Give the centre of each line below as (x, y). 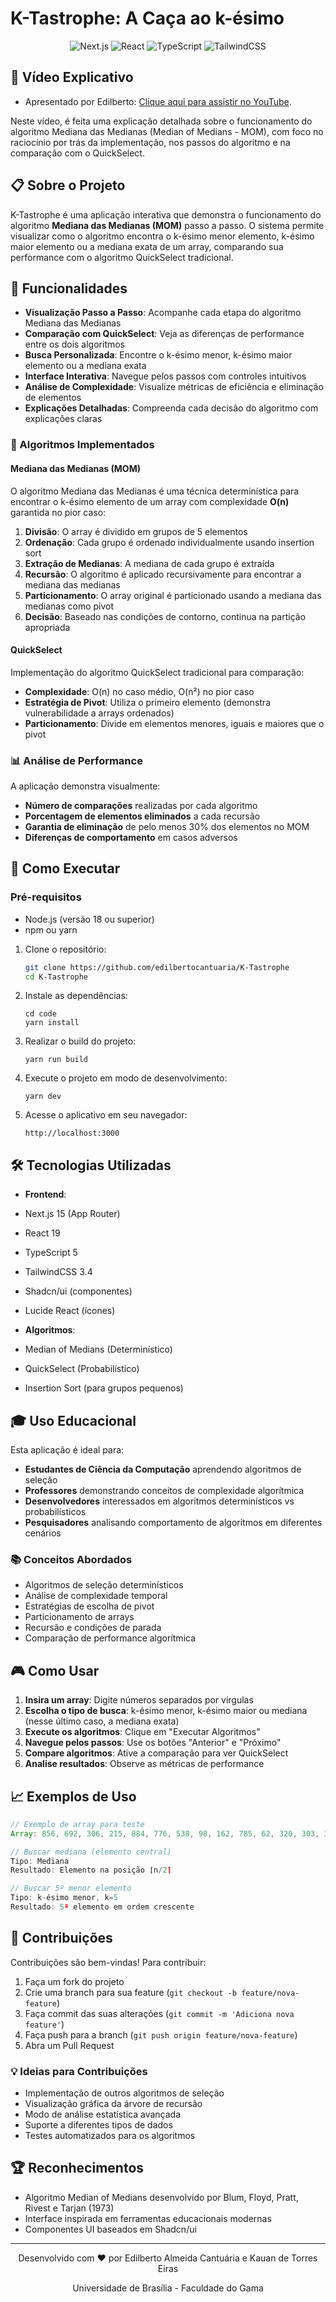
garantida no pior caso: (58, 512)
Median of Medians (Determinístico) (98, 1349)
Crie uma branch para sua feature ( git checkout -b (130, 1992)
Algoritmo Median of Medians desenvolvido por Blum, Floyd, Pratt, (161, 2197)
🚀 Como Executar (65, 868)
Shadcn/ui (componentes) (78, 1291)
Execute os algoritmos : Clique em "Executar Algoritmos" (142, 1732)
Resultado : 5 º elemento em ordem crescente (102, 1907)
